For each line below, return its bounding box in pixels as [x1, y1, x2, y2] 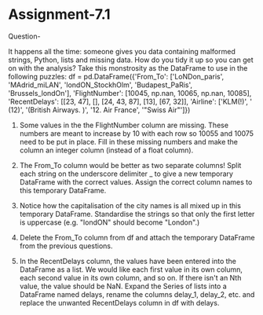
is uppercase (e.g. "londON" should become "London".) [19, 218, 200, 227]
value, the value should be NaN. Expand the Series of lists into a [19, 281, 228, 291]
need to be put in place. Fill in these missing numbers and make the [19, 137, 238, 146]
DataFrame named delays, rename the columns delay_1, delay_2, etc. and [19, 289, 255, 299]
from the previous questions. [19, 241, 113, 251]
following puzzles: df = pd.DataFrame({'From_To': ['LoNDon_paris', [8, 71, 225, 81]
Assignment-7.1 [8, 5, 111, 24]
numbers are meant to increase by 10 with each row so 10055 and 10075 [19, 128, 254, 138]
